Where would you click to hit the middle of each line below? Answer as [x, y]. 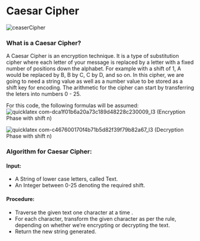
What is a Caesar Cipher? [44, 43]
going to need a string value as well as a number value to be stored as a [95, 81]
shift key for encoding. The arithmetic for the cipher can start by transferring [100, 88]
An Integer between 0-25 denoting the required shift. [80, 186]
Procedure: [20, 199]
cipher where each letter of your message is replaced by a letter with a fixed [100, 62]
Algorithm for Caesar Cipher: [49, 152]
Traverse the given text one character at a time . [74, 212]
